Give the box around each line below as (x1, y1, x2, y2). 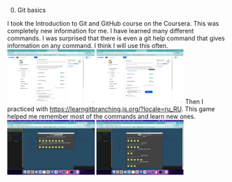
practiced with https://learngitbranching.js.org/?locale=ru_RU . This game (7, 104, 215, 113)
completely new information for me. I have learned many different (7, 27, 194, 35)
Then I (185, 97, 204, 106)
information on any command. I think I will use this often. (7, 42, 168, 49)
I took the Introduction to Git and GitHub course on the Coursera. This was (7, 19, 220, 27)
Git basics (17, 6, 46, 14)
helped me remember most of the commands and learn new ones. (7, 112, 196, 120)
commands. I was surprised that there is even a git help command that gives (7, 34, 225, 42)
